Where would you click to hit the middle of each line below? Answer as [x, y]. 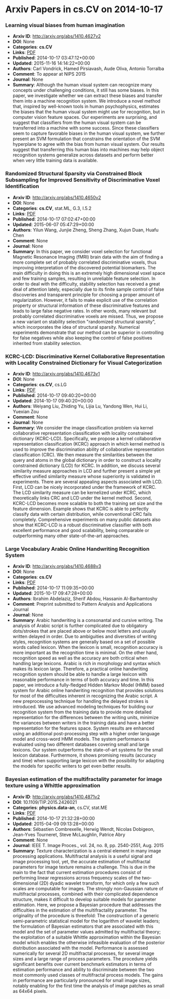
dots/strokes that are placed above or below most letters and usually [84, 631]
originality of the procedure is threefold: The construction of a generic [86, 915]
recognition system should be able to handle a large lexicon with [80, 674]
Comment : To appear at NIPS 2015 [49, 74]
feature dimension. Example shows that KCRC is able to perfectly [80, 509]
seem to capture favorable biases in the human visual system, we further [89, 134]
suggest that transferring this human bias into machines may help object [88, 150]
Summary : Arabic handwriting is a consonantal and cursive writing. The [88, 620]
